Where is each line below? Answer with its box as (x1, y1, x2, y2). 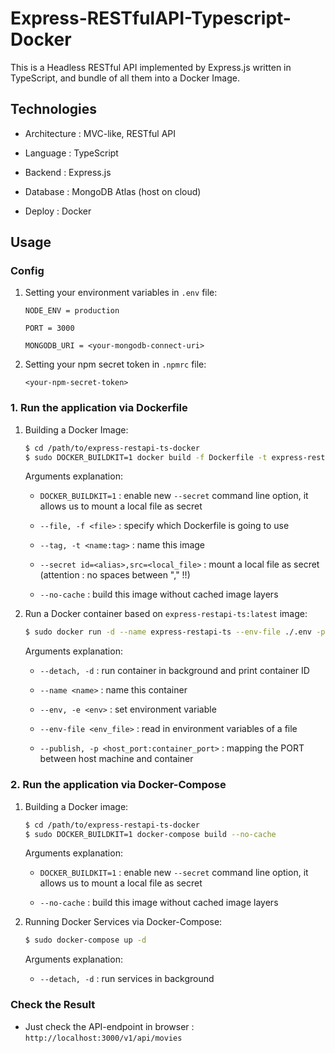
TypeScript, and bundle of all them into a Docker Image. (10, 72, 240, 84)
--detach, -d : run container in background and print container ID (39, 665, 310, 677)
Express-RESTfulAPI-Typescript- (10, 7, 292, 30)
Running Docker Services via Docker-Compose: (24, 916, 223, 928)
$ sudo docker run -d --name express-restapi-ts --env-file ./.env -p (24, 627, 326, 637)
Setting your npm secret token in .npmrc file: (24, 358, 207, 371)
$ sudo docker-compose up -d (24, 935, 147, 946)
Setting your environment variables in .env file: (24, 287, 218, 299)
